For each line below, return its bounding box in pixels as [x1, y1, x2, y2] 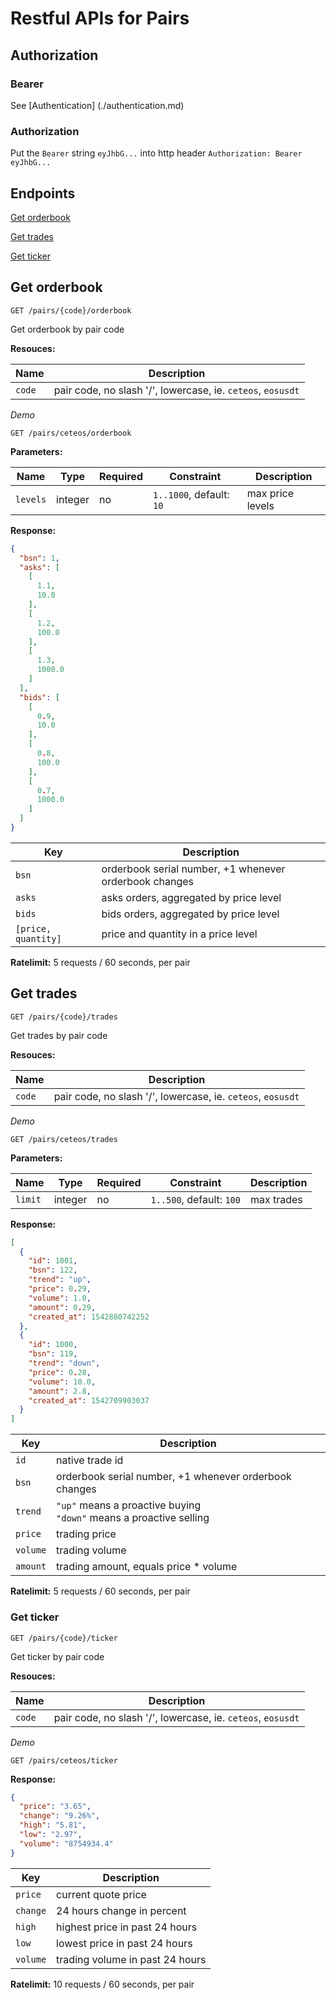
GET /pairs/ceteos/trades [10, 1134, 118, 1144]
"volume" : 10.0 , [28, 1377, 97, 1387]
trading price [56, 1527, 117, 1541]
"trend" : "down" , [28, 1358, 101, 1369]
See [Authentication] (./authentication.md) [10, 99, 185, 111]
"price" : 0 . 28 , [28, 1367, 92, 1377]
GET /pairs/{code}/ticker [10, 1633, 118, 1643]
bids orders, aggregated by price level [101, 907, 280, 921]
